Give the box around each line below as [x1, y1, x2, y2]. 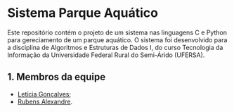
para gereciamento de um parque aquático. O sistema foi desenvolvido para [7, 35, 228, 44]
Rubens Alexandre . [17, 97, 72, 106]
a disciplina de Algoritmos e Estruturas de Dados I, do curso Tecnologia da [7, 43, 223, 51]
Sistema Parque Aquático [7, 5, 158, 21]
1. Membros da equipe [7, 71, 106, 83]
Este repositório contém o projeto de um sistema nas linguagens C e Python [7, 28, 227, 37]
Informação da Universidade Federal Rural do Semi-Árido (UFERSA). [7, 51, 205, 59]
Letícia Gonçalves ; [17, 89, 72, 98]
